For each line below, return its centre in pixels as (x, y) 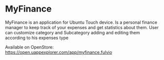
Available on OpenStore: (29, 47)
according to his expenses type (37, 38)
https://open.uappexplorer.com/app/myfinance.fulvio (59, 52)
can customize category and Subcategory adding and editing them (73, 32)
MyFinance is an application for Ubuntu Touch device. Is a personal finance (81, 22)
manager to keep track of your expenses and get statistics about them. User (82, 27)
